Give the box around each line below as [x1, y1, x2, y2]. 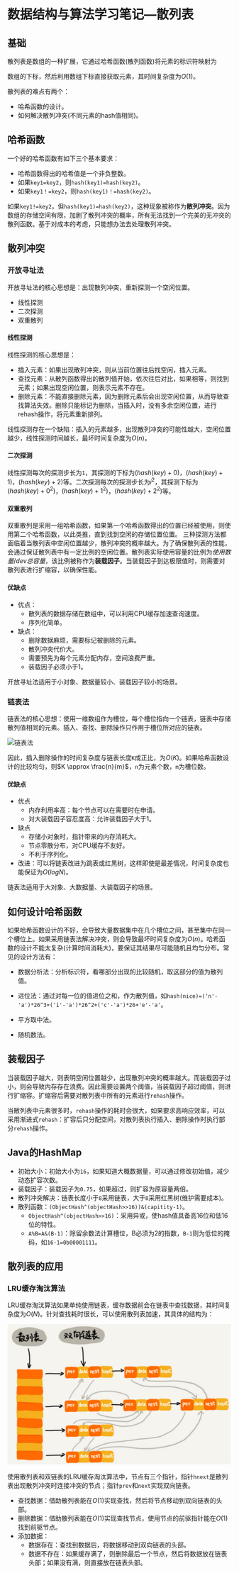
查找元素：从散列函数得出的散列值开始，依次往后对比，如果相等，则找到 [17, 374, 229, 383]
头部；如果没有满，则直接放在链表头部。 [28, 1558, 147, 1567]
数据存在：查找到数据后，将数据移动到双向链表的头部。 [28, 1540, 190, 1550]
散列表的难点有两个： [7, 87, 70, 96]
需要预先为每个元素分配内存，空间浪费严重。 [28, 653, 160, 662]
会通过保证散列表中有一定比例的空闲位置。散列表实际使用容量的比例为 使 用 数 [7, 548, 231, 557]
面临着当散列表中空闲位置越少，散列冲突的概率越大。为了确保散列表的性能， [7, 539, 231, 548]
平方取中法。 [17, 1015, 55, 1023]
